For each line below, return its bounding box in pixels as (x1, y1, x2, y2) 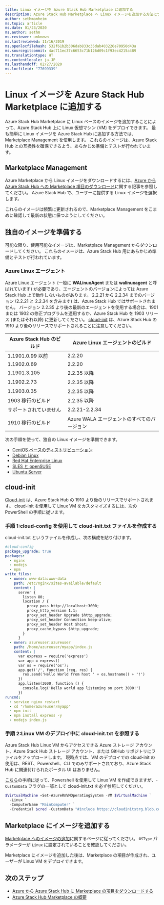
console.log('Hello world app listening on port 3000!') (22, 686, 141, 691)
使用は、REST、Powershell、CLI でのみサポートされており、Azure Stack (5, 761, 151, 767)
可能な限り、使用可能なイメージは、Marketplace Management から (5, 242, 140, 248)
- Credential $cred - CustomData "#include (9, 807, 95, 812)
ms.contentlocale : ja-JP (5, 57, 56, 62)
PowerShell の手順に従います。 (5, 509, 67, 515)
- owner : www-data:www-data (9, 576, 67, 581)
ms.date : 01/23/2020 (5, 26, 47, 30)
